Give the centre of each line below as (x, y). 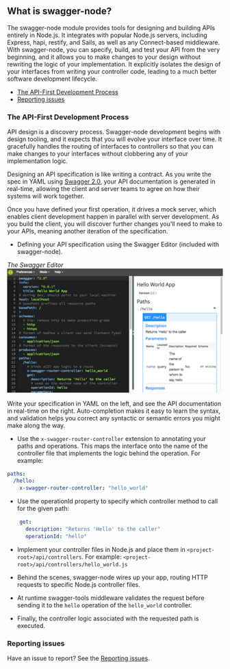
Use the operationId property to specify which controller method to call (117, 501)
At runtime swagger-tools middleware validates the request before (111, 598)
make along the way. (36, 425)
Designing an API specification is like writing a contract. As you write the (109, 175)
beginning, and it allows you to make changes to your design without (104, 57)
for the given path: (43, 509)
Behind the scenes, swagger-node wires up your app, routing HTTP (112, 577)
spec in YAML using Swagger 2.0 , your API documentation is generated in (111, 181)
